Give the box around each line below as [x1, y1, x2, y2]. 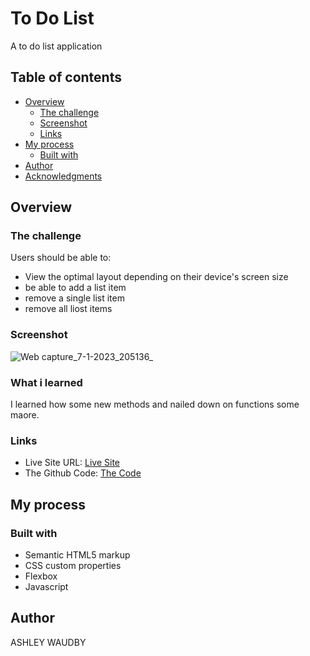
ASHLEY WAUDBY [10, 636, 87, 648]
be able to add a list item [24, 282, 127, 294]
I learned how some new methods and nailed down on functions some [10, 398, 300, 411]
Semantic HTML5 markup [24, 549, 131, 561]
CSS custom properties [24, 560, 122, 572]
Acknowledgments [24, 170, 103, 182]
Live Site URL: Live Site [24, 457, 121, 469]
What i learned [10, 375, 83, 389]
